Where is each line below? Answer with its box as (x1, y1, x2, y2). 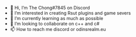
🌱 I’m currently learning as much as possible (10, 15, 103, 21)
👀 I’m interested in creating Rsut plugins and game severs (10, 10, 131, 16)
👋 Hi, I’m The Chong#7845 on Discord (10, 5, 90, 10)
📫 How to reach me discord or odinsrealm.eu (10, 26, 106, 32)
